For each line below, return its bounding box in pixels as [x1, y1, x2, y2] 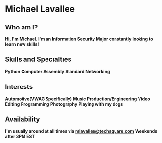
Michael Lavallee [5, 3, 75, 15]
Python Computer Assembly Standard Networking [5, 68, 110, 74]
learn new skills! [5, 41, 39, 47]
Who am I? [5, 23, 38, 31]
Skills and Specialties [5, 56, 72, 64]
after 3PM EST [5, 134, 35, 140]
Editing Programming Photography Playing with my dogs [5, 101, 123, 107]
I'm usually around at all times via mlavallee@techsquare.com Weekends [5, 128, 158, 134]
